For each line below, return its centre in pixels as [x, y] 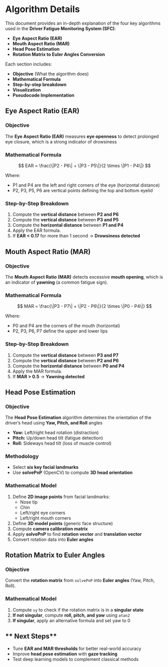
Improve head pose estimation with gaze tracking [65, 654]
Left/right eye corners [43, 513]
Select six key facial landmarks [46, 467]
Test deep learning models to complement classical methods [75, 659]
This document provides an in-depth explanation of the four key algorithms [83, 23]
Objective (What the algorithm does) [51, 73]
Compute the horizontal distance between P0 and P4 [68, 366]
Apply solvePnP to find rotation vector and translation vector [77, 534]
